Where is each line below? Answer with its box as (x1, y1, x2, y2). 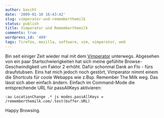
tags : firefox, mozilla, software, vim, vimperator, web (5, 40, 126, 45)
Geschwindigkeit (5, 63, 40, 69)
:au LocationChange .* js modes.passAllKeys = (5, 94, 104, 99)
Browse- (124, 58, 143, 64)
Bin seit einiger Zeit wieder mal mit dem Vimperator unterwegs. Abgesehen (5, 53, 160, 59)
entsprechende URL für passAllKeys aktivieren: (5, 85, 102, 91)
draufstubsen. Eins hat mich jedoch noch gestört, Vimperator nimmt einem (5, 69, 159, 75)
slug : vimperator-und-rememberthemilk (5, 16, 86, 21)
